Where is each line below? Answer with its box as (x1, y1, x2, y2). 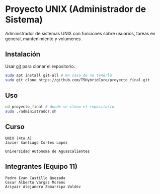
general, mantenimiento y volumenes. (5, 36, 82, 42)
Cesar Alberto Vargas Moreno (5, 180, 66, 185)
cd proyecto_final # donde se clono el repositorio (5, 104, 114, 110)
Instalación (5, 50, 41, 59)
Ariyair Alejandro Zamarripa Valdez (5, 184, 81, 189)
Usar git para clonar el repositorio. (5, 63, 76, 69)
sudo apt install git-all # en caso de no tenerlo (5, 73, 112, 78)
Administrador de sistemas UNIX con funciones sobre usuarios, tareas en (5, 30, 156, 36)
